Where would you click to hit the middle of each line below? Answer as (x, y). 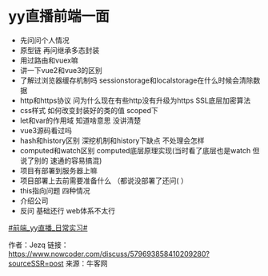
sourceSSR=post (36, 263)
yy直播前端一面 (59, 16)
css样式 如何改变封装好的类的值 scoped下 (89, 110)
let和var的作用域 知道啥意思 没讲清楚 (80, 120)
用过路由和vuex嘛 (49, 60)
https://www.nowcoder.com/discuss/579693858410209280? (109, 254)
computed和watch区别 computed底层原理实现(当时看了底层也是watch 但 (140, 150)
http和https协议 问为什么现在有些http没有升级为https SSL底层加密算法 (135, 100)
